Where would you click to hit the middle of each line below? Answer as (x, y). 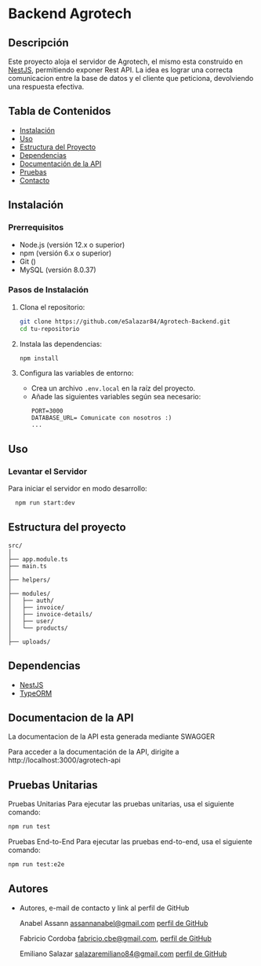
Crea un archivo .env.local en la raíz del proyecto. (113, 388)
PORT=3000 (47, 411)
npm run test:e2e (36, 865)
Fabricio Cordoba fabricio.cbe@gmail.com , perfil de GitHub (115, 938)
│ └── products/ (38, 628)
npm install (39, 358)
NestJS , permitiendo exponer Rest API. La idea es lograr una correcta (121, 70)
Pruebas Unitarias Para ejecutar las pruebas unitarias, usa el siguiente (121, 804)
